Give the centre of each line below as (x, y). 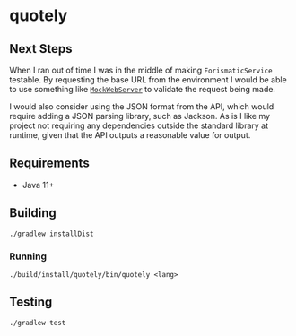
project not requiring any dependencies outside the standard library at (139, 125)
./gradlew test (38, 323)
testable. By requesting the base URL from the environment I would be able (148, 80)
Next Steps (41, 49)
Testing (31, 302)
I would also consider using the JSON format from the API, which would (142, 107)
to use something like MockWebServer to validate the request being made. (143, 89)
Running (28, 256)
